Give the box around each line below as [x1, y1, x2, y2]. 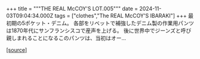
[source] [6, 46, 27, 53]
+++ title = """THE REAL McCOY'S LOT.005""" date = [6, 5, 139, 12]
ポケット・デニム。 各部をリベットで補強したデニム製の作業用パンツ [24, 20, 194, 26]
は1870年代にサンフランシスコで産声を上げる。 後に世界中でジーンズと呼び [6, 27, 192, 34]
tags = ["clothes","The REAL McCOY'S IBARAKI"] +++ [54, 12, 187, 19]
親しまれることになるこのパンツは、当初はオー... [6, 35, 127, 41]
